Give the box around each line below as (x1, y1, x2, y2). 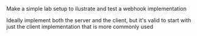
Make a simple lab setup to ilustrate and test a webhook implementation (6, 5, 187, 12)
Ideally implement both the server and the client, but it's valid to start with (6, 17, 192, 23)
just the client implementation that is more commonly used (6, 23, 154, 30)
